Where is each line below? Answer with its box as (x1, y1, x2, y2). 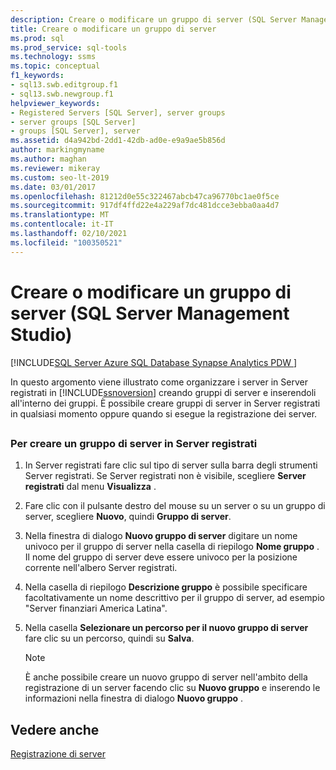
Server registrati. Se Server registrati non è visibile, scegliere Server (24, 470, 307, 482)
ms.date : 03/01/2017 (10, 182, 97, 192)
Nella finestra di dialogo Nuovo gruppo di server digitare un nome (24, 530, 298, 542)
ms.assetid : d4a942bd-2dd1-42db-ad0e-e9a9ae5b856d (10, 136, 226, 146)
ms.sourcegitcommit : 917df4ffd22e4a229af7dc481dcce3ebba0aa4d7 (10, 201, 280, 211)
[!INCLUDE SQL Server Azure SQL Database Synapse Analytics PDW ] (10, 356, 298, 368)
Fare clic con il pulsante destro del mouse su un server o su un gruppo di (24, 500, 326, 512)
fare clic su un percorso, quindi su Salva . (24, 632, 195, 645)
